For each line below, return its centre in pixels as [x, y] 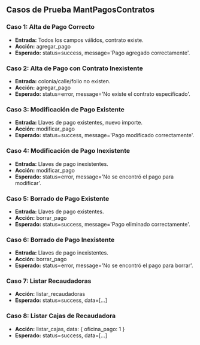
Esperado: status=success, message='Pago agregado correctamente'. [102, 53]
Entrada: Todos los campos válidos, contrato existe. [79, 40]
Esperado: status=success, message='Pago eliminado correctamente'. [102, 224]
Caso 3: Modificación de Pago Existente [65, 109]
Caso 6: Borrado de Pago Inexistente [60, 240]
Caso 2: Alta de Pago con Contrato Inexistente [75, 68]
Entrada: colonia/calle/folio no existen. [63, 81]
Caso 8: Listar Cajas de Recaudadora [61, 316]
